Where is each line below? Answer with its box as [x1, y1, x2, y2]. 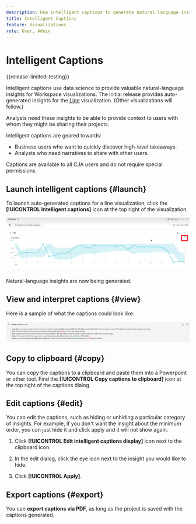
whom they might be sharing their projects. [6, 120, 110, 128]
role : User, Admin [6, 28, 51, 34]
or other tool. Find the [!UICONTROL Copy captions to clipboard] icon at [6, 375, 182, 382]
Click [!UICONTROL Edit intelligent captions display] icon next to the [14, 437, 182, 444]
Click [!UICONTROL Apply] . [14, 473, 82, 480]
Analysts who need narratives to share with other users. [14, 150, 149, 157]
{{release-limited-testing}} [6, 73, 70, 80]
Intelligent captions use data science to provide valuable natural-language [6, 85, 184, 92]
